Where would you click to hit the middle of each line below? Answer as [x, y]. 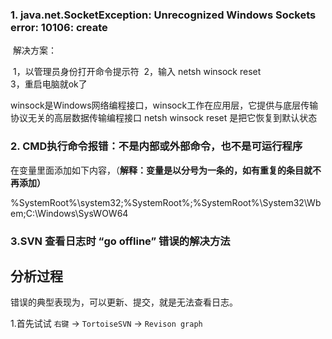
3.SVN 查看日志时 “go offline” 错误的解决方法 [120, 241]
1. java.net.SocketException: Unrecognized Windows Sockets [163, 15]
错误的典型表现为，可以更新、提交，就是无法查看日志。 [124, 302]
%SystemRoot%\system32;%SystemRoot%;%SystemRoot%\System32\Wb [166, 202]
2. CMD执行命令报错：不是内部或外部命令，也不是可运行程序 [156, 146]
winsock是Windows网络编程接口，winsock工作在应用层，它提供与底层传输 [164, 105]
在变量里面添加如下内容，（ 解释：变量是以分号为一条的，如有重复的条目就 [161, 170]
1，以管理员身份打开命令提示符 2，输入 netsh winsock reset [137, 72]
